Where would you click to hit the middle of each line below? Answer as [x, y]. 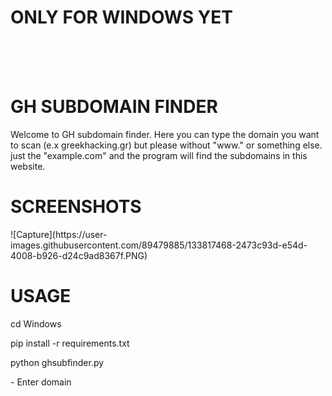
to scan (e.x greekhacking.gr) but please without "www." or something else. [166, 145]
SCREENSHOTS [76, 207]
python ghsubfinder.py [57, 362]
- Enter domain [41, 382]
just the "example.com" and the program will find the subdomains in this [159, 155]
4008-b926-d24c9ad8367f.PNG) [79, 255]
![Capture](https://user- [59, 234]
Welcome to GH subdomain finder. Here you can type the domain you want [165, 134]
